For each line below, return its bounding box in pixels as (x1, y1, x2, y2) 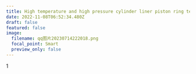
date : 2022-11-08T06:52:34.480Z (6, 14, 85, 20)
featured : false (6, 24, 45, 31)
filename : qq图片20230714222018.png (11, 36, 99, 41)
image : (6, 30, 22, 36)
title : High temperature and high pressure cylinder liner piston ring (6, 8, 184, 15)
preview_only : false (11, 47, 61, 52)
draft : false (6, 19, 38, 25)
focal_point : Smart (11, 41, 59, 47)
